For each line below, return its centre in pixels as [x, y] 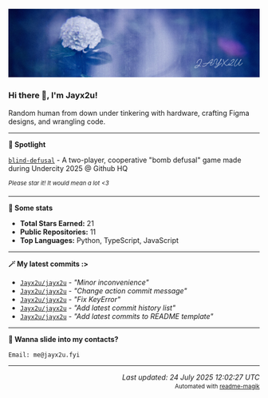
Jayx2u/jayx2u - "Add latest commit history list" [98, 308]
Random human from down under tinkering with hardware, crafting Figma [129, 113]
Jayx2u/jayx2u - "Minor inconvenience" [84, 283]
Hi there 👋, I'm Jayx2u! [53, 95]
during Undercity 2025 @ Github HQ [68, 168]
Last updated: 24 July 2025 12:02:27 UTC [191, 377]
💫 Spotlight [27, 144]
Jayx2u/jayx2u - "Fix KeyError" [70, 300]
